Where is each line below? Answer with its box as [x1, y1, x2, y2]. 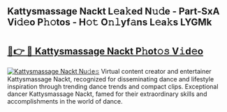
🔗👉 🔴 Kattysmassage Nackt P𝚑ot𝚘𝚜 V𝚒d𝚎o [7, 45, 204, 57]
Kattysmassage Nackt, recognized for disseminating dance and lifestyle [7, 75, 214, 83]
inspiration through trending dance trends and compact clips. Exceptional [7, 83, 219, 90]
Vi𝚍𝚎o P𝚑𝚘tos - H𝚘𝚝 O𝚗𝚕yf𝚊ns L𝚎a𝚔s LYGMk [7, 17, 212, 29]
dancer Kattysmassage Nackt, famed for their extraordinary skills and [7, 90, 207, 98]
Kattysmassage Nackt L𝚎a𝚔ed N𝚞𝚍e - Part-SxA [7, 6, 220, 17]
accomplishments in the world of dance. [7, 97, 123, 105]
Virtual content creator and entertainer [101, 67, 212, 75]
